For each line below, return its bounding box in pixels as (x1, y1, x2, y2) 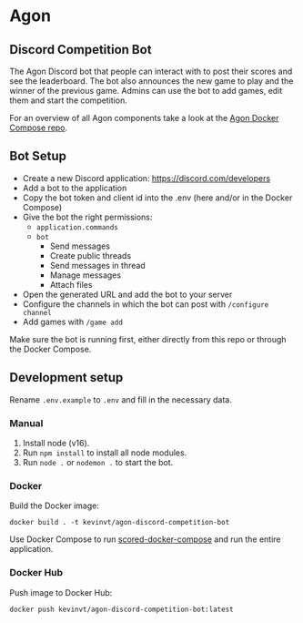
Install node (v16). (22, 437, 90, 448)
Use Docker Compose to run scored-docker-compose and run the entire (9, 534, 281, 545)
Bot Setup (9, 148, 66, 164)
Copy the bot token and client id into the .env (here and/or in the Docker (22, 192, 293, 203)
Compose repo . (9, 122, 68, 133)
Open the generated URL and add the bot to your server (22, 289, 233, 300)
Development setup (9, 370, 124, 385)
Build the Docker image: (9, 500, 100, 511)
